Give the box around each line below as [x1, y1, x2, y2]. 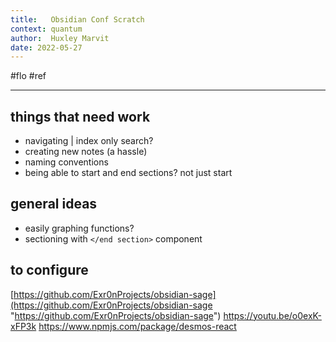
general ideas [10, 196, 98, 213]
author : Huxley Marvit [10, 33, 110, 43]
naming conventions [24, 156, 109, 168]
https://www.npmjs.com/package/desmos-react [38, 320, 237, 332]
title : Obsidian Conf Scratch [10, 14, 145, 25]
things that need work [10, 108, 151, 125]
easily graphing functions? [24, 222, 135, 234]
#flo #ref [10, 70, 47, 82]
